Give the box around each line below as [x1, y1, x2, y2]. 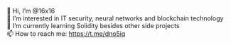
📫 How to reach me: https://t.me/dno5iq [6, 30, 126, 38]
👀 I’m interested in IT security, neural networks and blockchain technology [6, 14, 224, 22]
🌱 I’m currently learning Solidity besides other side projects [6, 22, 180, 30]
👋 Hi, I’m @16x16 [6, 7, 55, 15]
